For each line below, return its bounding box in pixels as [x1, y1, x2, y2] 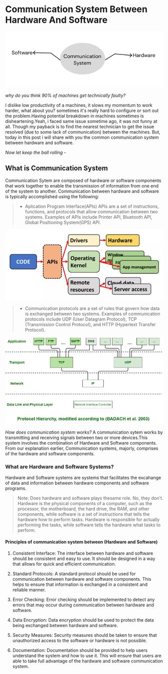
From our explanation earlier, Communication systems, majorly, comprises [5, 445, 158, 452]
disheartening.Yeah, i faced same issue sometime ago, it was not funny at [5, 118, 157, 124]
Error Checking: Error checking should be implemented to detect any [12, 596, 155, 602]
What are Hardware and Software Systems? [5, 463, 114, 470]
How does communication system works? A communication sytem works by [5, 430, 163, 436]
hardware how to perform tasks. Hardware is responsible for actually [17, 517, 160, 523]
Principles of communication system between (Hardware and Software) [5, 539, 158, 545]
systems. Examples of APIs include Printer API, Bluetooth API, [25, 214, 152, 220]
